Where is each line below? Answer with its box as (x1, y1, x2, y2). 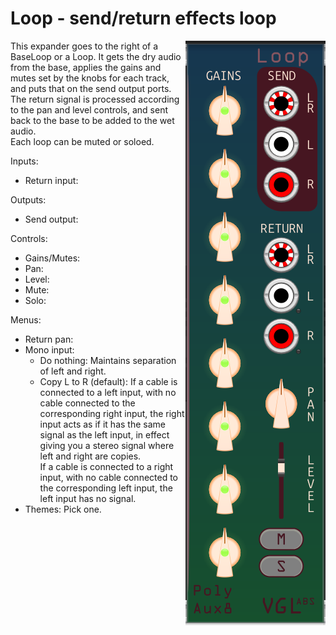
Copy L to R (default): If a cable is (39, 375, 178, 387)
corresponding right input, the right (39, 407, 185, 419)
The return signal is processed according (10, 93, 180, 105)
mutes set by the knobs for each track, (10, 72, 170, 84)
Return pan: (24, 333, 74, 345)
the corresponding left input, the (39, 482, 173, 494)
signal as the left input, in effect (39, 428, 170, 441)
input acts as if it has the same (39, 418, 166, 430)
